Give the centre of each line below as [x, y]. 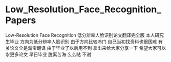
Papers [21, 20]
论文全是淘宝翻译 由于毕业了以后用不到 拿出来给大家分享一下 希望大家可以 [88, 48]
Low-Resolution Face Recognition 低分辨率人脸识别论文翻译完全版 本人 [80, 35]
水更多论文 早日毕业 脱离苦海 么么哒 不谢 [48, 54]
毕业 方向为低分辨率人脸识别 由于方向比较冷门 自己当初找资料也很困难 [83, 42]
